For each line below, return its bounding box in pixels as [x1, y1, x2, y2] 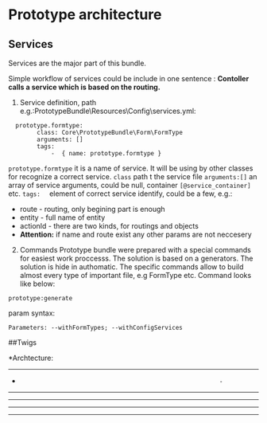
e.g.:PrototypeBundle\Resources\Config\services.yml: [19, 106, 196, 116]
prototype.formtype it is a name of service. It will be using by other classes [8, 163, 253, 173]
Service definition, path [19, 98, 97, 107]
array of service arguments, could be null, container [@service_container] [8, 181, 252, 190]
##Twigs [8, 338, 37, 347]
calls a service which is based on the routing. [8, 82, 161, 92]
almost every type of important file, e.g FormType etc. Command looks [19, 271, 252, 280]
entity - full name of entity [19, 213, 106, 222]
